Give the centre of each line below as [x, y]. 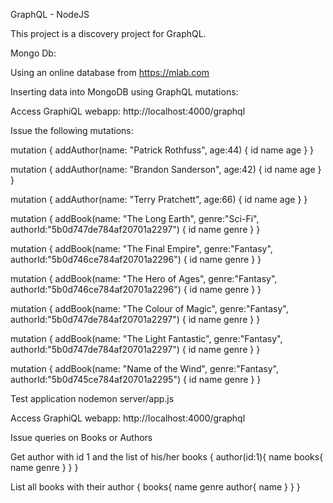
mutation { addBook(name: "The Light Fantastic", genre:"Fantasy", [146, 338]
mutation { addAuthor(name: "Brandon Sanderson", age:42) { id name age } [166, 169]
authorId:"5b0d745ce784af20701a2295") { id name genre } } [136, 379]
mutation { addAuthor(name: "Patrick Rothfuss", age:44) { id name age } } [162, 150]
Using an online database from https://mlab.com [110, 72]
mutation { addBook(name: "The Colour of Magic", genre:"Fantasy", [149, 308]
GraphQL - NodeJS [50, 14]
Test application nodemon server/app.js [92, 398]
